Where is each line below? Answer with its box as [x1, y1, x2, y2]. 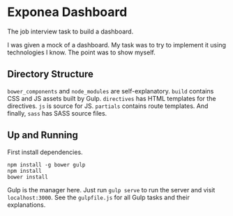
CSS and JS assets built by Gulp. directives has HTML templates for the [7, 94, 216, 102]
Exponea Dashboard [7, 4, 128, 20]
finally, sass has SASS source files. [7, 109, 107, 117]
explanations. [7, 200, 46, 209]
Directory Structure [7, 68, 94, 80]
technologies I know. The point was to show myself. [7, 48, 156, 56]
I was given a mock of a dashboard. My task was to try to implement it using [7, 40, 227, 49]
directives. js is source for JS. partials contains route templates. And [7, 102, 209, 110]
